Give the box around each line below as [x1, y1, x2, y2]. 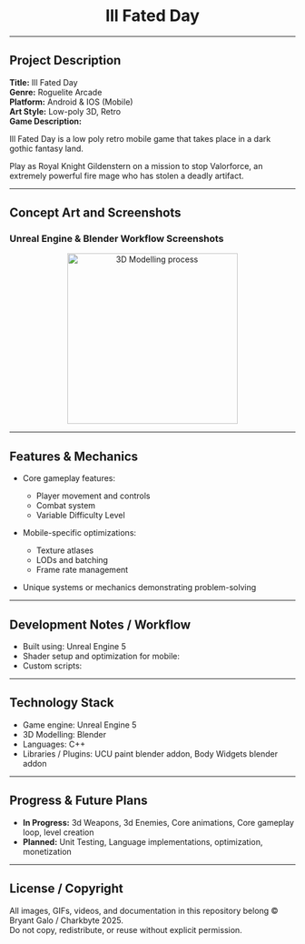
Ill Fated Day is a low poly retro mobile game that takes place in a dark [9, 133, 271, 144]
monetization [22, 846, 73, 857]
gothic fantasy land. [9, 143, 84, 154]
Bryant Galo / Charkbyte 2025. [9, 915, 124, 926]
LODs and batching [35, 555, 109, 566]
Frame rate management [35, 565, 129, 576]
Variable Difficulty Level [35, 510, 125, 521]
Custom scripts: [22, 660, 83, 671]
